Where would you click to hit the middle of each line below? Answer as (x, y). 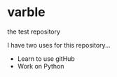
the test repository (34, 31)
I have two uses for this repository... (59, 45)
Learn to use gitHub (46, 58)
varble (26, 12)
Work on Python (41, 66)
